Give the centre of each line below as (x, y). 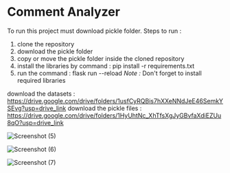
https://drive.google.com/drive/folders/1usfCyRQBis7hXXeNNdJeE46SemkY (115, 101)
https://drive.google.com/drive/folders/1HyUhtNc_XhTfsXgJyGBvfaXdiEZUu (114, 115)
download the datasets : (41, 94)
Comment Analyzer (64, 12)
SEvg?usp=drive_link (37, 108)
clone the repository (46, 44)
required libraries (41, 80)
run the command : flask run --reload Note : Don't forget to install (110, 73)
